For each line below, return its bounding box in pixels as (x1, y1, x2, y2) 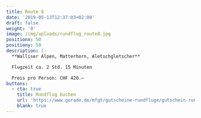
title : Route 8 (6, 8, 44, 15)
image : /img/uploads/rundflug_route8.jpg (6, 31, 111, 37)
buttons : (6, 80, 28, 87)
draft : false (6, 20, 39, 26)
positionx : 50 (6, 37, 42, 43)
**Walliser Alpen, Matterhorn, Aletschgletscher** (11, 53, 141, 59)
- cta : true (11, 86, 42, 92)
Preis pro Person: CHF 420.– (11, 75, 84, 81)
